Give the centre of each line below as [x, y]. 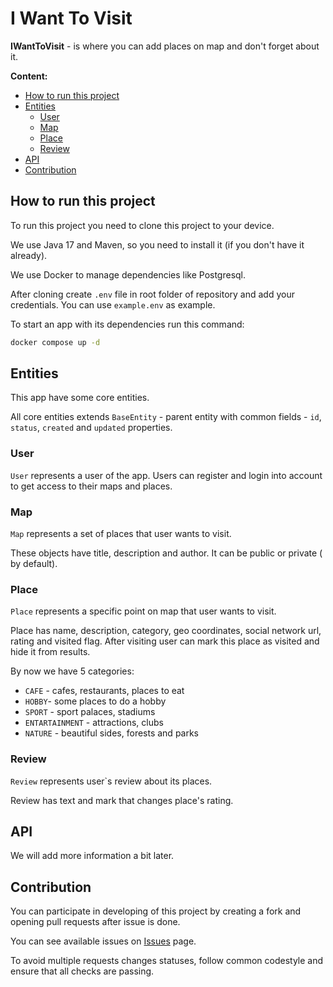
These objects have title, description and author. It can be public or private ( [166, 553]
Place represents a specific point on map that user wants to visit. [143, 611]
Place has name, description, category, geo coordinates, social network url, [166, 631]
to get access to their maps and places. [91, 486]
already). [29, 255]
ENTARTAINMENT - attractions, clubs [94, 723]
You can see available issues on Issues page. [103, 941]
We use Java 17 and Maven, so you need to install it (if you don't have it [157, 244]
